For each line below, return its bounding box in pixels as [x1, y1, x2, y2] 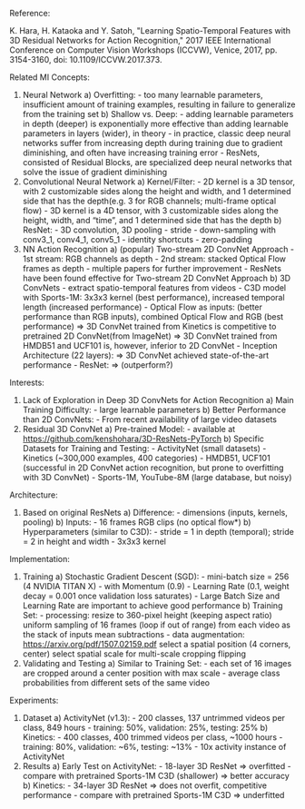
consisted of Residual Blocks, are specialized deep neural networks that [22, 157, 292, 167]
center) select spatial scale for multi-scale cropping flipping [22, 648, 247, 659]
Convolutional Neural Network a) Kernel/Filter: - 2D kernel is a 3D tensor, [22, 176, 296, 187]
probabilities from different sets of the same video [22, 677, 211, 688]
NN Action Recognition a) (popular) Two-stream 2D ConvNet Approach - [22, 244, 295, 254]
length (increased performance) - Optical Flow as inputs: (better [22, 301, 263, 312]
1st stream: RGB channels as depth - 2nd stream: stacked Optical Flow [22, 253, 287, 264]
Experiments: [9, 695, 59, 705]
